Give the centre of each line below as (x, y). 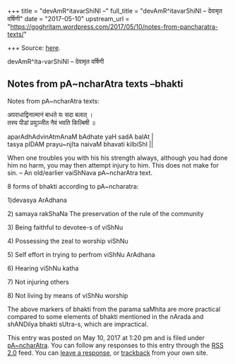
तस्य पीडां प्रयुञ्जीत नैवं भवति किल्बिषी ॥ (52, 123)
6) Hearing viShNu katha (43, 268)
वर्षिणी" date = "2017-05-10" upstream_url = (68, 19)
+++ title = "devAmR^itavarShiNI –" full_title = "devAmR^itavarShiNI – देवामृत (115, 11)
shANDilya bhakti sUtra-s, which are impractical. (78, 324)
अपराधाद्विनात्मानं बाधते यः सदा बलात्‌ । (50, 114)
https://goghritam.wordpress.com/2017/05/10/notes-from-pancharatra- (114, 27)
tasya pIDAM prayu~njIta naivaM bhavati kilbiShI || (80, 144)
